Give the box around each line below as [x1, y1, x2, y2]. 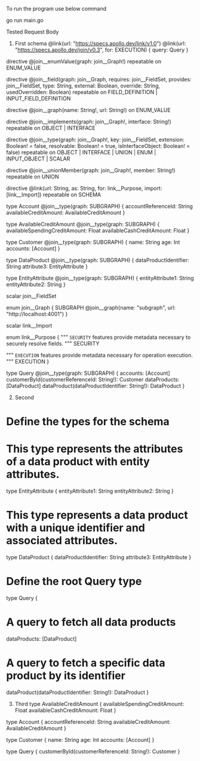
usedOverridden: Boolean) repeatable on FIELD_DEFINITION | [6, 89, 158, 95]
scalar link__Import [6, 322, 53, 329]
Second [14, 394, 35, 401]
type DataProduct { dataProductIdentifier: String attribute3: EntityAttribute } [6, 554, 192, 561]
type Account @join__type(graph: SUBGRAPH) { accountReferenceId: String [6, 203, 193, 210]
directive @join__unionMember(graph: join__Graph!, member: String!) [6, 167, 176, 174]
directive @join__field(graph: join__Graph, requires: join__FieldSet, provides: [6, 76, 192, 83]
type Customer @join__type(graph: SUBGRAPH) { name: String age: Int [6, 239, 180, 245]
